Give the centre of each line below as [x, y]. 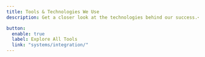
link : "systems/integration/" [50, 45]
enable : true [28, 34]
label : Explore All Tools [45, 40]
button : [16, 28]
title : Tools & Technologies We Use [53, 12]
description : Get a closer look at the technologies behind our [90, 17]
